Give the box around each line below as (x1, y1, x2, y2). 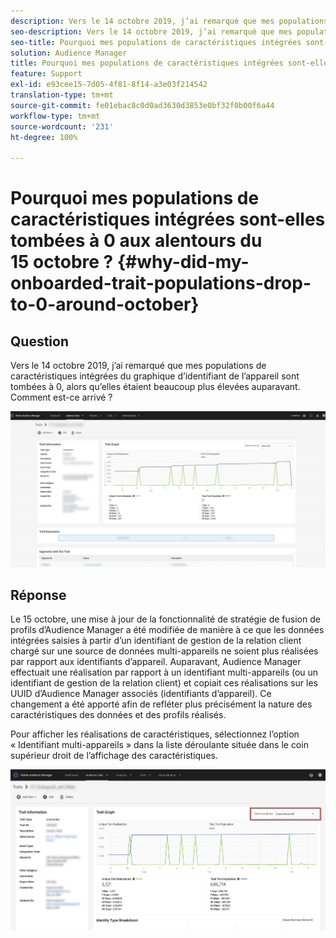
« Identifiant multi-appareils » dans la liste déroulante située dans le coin (10, 739, 309, 751)
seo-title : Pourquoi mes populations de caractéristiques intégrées (10, 37, 302, 47)
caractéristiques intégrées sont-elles (10, 208, 326, 231)
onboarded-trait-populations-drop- (10, 272, 312, 295)
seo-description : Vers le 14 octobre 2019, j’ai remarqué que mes (10, 26, 293, 37)
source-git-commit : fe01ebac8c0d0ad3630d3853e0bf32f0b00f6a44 (10, 100, 275, 110)
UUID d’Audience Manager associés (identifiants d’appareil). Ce (10, 688, 272, 700)
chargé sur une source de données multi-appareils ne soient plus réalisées (10, 645, 319, 657)
